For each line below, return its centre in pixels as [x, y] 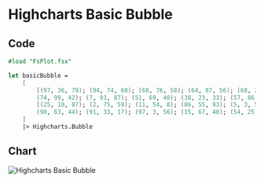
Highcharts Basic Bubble [90, 15]
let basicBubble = [38, 75]
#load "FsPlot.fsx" [40, 61]
